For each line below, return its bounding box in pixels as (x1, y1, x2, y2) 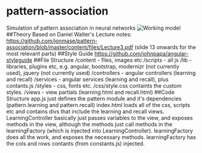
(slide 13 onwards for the (134, 44, 196, 51)
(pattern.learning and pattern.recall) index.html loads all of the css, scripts (6, 101, 191, 108)
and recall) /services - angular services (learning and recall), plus (6, 76, 169, 83)
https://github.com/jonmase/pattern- (6, 37, 98, 44)
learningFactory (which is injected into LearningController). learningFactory (6, 127, 194, 134)
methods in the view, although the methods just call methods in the (6, 120, 173, 128)
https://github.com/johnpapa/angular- (94, 50, 189, 57)
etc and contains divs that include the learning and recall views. (6, 108, 165, 115)
